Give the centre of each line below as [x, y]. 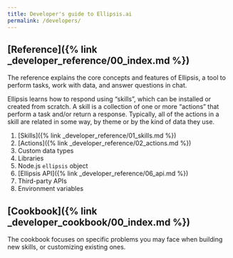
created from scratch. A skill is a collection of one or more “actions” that [113, 107]
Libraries [31, 158]
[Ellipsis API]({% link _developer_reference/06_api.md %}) [103, 174]
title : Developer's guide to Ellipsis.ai [70, 14]
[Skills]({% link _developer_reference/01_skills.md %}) [97, 135]
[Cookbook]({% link [52, 211]
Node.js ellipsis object [53, 166]
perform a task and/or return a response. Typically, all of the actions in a [113, 114]
